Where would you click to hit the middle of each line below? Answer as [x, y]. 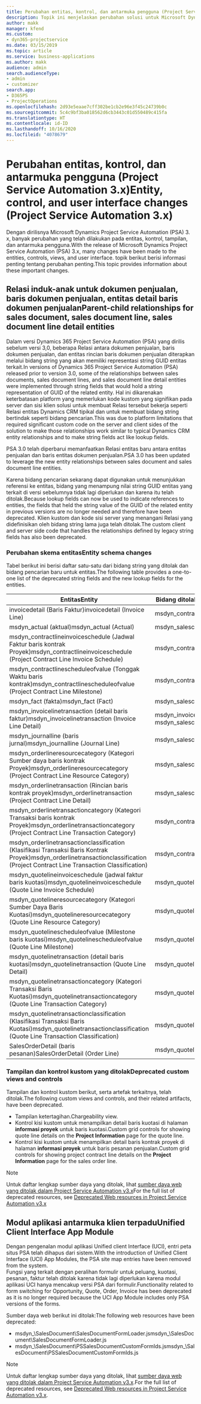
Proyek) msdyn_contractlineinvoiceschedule [71, 651]
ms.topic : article [29, 51]
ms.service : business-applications [51, 56]
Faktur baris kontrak [37, 644]
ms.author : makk [26, 62]
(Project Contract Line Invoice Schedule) [66, 659]
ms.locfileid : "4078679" [37, 135]
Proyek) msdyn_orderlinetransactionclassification [78, 857]
